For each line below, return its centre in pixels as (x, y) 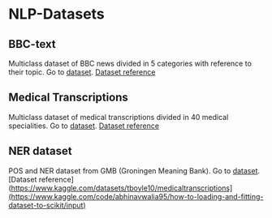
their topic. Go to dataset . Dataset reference (82, 72)
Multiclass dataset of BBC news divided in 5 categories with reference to (130, 63)
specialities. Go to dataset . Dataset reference (84, 126)
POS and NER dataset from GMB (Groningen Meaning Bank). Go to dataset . (134, 170)
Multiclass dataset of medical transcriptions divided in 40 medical (119, 117)
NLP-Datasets (57, 14)
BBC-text (32, 44)
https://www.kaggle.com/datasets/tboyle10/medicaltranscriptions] (122, 188)
